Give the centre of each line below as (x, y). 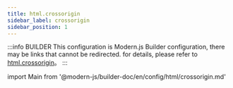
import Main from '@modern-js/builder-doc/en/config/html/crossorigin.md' (116, 77)
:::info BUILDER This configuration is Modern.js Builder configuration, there (116, 47)
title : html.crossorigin (44, 14)
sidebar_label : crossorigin (49, 20)
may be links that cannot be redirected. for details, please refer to (102, 54)
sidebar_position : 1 (38, 27)
